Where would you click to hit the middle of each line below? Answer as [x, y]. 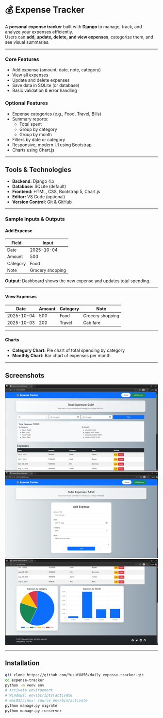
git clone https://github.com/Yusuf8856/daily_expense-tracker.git [75, 675]
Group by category [38, 129]
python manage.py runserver [33, 711]
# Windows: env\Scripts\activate [39, 696]
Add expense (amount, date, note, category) [56, 70]
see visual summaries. [27, 42]
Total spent [31, 124]
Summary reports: [30, 119]
